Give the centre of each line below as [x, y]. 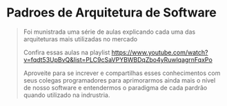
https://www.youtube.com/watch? [160, 52]
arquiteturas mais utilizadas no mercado [80, 39]
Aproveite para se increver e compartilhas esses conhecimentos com [122, 73]
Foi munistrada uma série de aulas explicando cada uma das [109, 32]
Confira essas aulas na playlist [67, 52]
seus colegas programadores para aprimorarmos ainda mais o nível [119, 80]
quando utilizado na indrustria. [67, 95]
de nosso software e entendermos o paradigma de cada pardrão [115, 87]
